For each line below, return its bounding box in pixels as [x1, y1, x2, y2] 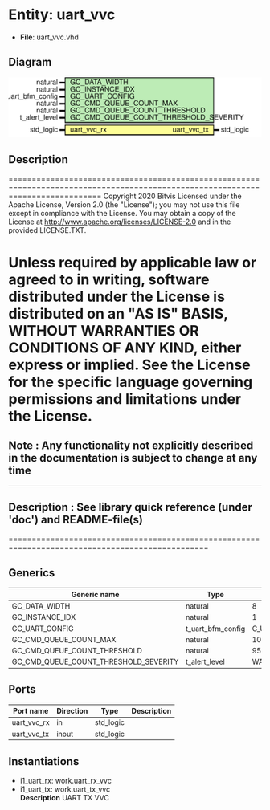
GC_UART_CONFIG [11, 624, 74, 633]
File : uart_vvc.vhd [19, 32, 79, 42]
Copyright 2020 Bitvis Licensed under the [103, 191, 243, 201]
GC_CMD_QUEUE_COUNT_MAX [11, 634, 117, 644]
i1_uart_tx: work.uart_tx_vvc [19, 784, 111, 794]
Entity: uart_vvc [8, 6, 116, 24]
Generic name [71, 589, 120, 599]
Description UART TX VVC [19, 792, 110, 802]
